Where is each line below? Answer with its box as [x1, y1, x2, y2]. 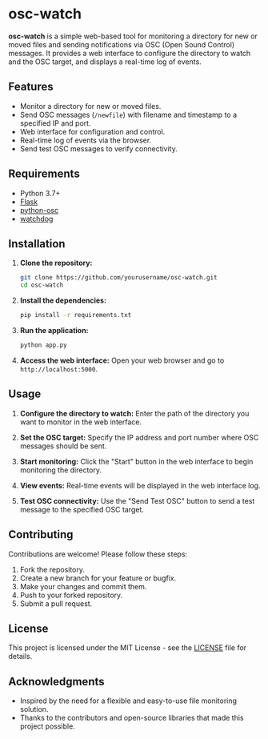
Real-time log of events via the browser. [19, 135, 152, 145]
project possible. [19, 721, 76, 731]
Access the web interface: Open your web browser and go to [19, 355, 225, 365]
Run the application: [19, 326, 90, 335]
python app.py [19, 341, 67, 349]
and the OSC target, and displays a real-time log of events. [8, 57, 202, 66]
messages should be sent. [19, 441, 107, 451]
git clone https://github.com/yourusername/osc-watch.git [19, 274, 218, 282]
